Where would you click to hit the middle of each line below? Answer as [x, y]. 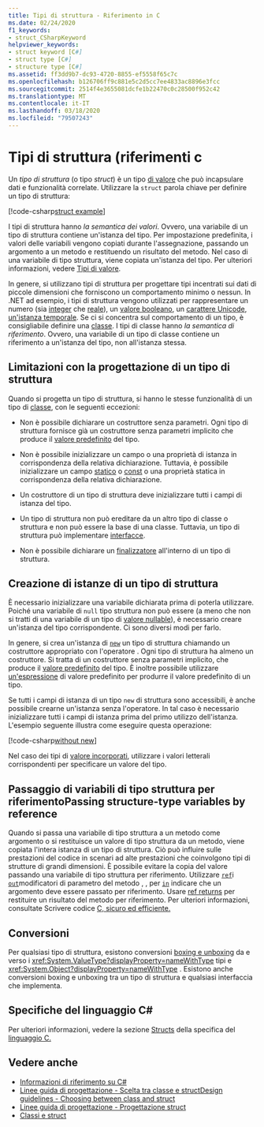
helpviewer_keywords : [44, 45]
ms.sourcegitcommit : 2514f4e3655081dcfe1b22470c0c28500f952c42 [114, 89]
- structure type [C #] [45, 67]
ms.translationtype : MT [47, 96]
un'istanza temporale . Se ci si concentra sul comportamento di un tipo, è [126, 317]
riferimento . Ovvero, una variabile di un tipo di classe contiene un [114, 334]
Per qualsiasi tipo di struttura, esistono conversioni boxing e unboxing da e [129, 953]
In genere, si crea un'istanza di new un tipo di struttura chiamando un [119, 643]
